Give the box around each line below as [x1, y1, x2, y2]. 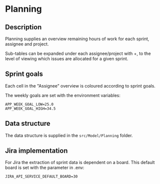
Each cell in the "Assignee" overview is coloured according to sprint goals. [5, 83, 156, 89]
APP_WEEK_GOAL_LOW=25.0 [5, 102, 54, 107]
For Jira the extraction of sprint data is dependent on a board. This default [5, 160, 155, 165]
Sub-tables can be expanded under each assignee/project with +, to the [5, 50, 151, 56]
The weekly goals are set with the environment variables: [5, 92, 121, 98]
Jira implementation [5, 147, 68, 155]
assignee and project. [5, 41, 49, 47]
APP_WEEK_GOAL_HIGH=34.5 [5, 106, 56, 111]
